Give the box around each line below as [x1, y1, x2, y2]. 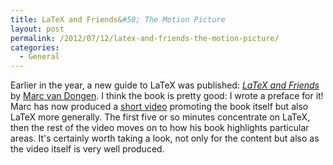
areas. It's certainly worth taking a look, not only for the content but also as [10, 132, 320, 145]
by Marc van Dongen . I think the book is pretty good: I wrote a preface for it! [10, 90, 324, 102]
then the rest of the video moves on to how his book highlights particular [10, 122, 310, 134]
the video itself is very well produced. [10, 143, 165, 155]
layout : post [10, 24, 65, 34]
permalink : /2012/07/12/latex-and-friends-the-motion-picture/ [10, 33, 280, 43]
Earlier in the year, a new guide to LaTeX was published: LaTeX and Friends [10, 79, 320, 91]
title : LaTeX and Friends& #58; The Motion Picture [10, 14, 226, 25]
